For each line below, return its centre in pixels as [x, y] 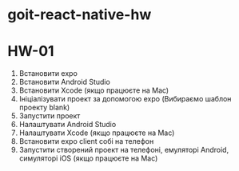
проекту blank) [44, 107]
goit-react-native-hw [80, 15]
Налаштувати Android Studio [68, 125]
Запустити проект [50, 116]
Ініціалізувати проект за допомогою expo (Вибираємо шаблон [125, 99]
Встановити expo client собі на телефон [86, 141]
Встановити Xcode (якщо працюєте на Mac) [94, 90]
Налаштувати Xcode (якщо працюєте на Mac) [97, 133]
